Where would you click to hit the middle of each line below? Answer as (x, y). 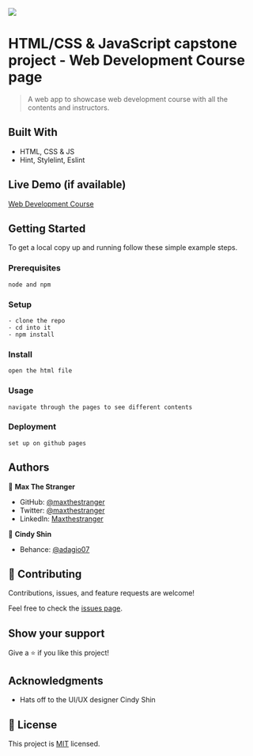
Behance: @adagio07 (55, 549)
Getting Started (47, 228)
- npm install (32, 335)
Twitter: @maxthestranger (62, 510)
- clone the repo (37, 320)
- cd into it (30, 327)
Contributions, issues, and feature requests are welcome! (102, 593)
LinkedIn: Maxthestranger (62, 519)
